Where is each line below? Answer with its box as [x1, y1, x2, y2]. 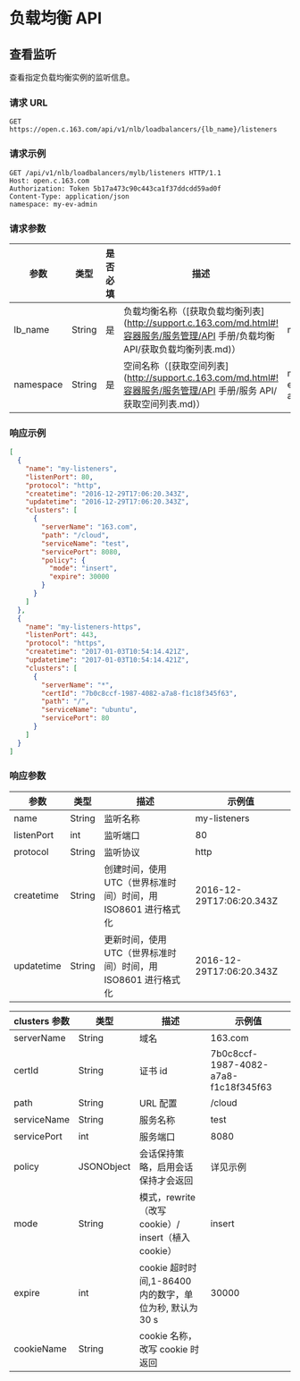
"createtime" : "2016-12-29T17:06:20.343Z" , [25, 489, 190, 498]
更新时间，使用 [104, 933, 167, 945]
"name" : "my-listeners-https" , [25, 623, 142, 631]
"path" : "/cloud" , [41, 530, 110, 539]
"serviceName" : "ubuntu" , [41, 706, 138, 715]
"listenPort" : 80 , [25, 472, 94, 481]
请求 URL [9, 96, 48, 108]
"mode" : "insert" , [48, 564, 118, 573]
